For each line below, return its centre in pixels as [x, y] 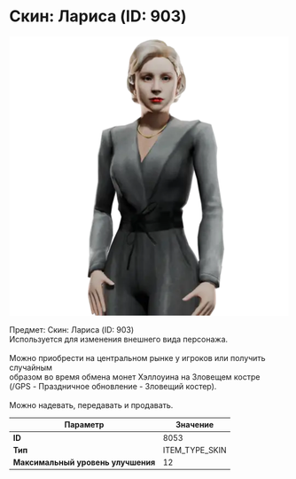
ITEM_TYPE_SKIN [195, 450]
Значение [195, 425]
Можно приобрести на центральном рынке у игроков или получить [137, 357]
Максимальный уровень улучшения [84, 462]
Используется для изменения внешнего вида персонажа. [119, 339]
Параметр [84, 425]
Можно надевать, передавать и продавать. [91, 404]
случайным [31, 367]
